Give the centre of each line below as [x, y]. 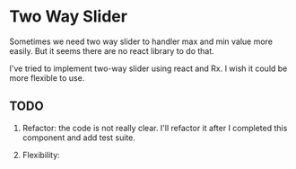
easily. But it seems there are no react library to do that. [112, 50]
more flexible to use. [47, 77]
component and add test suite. [79, 138]
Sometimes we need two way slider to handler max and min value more [141, 41]
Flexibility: [41, 155]
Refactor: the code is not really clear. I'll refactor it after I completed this [155, 128]
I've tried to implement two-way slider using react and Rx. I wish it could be [148, 68]
